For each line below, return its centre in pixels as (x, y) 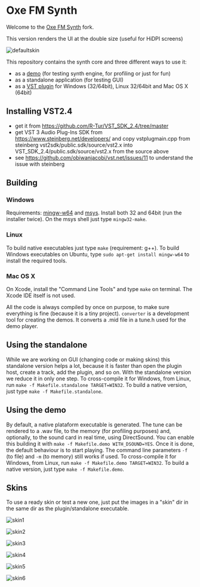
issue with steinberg (40, 164)
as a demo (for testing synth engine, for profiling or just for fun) (93, 73)
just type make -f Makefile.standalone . (55, 391)
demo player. (22, 326)
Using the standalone (47, 345)
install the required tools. (37, 261)
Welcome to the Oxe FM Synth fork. (50, 27)
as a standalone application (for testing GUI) (69, 80)
